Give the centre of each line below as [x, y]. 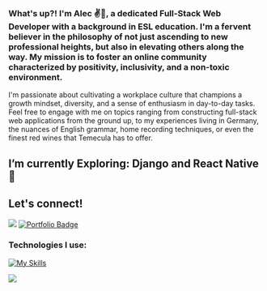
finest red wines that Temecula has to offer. [81, 138]
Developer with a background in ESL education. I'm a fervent [130, 26]
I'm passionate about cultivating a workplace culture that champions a [125, 95]
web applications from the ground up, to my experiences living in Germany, [133, 121]
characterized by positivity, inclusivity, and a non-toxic [119, 66]
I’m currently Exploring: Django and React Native [133, 163]
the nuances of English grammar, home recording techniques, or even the [131, 130]
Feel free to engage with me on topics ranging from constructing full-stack [133, 112]
